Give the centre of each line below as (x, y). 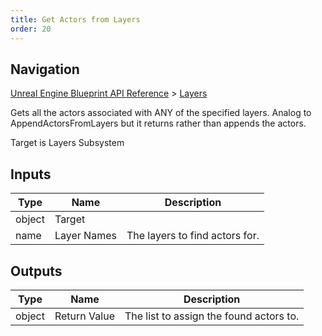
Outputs (36, 271)
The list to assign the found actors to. (212, 316)
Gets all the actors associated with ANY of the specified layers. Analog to (161, 113)
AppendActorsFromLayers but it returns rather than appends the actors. (158, 123)
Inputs (31, 174)
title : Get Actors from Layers (75, 19)
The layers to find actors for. (193, 236)
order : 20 (31, 29)
